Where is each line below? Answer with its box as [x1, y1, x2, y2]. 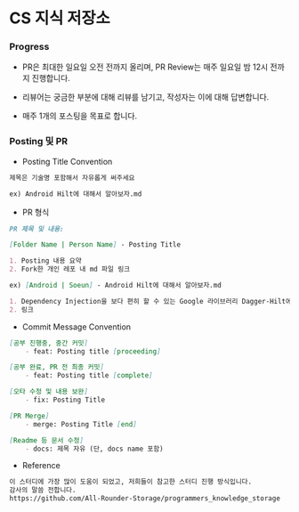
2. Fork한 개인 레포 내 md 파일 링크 [9, 264, 131, 274]
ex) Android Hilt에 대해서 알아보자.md [9, 189, 142, 199]
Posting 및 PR [9, 135, 69, 148]
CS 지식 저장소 [9, 8, 111, 28]
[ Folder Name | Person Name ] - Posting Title [9, 240, 181, 249]
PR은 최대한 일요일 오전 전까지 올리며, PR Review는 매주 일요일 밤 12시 [21, 61, 269, 72]
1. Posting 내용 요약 [9, 256, 82, 265]
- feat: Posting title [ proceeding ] [25, 346, 162, 356]
